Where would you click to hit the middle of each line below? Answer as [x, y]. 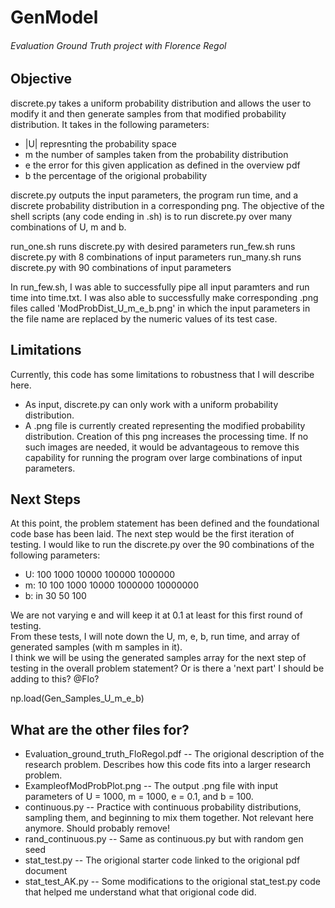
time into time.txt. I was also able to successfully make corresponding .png [164, 297]
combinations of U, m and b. [68, 227]
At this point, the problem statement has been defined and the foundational [165, 523]
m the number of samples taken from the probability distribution [156, 154]
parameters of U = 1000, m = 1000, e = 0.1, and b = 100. [139, 797]
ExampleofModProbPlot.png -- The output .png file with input [151, 786]
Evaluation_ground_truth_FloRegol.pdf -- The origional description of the [174, 754]
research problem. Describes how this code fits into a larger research [168, 765]
